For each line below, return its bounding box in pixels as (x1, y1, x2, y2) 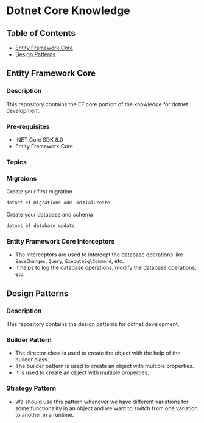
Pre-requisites (6, 122, 50, 131)
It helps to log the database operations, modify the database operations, (15, 264, 197, 272)
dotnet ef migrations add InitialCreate (6, 200, 111, 206)
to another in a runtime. (15, 411, 74, 418)
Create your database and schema (6, 211, 93, 219)
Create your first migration (6, 188, 73, 195)
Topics (6, 157, 27, 166)
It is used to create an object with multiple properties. (15, 369, 149, 376)
